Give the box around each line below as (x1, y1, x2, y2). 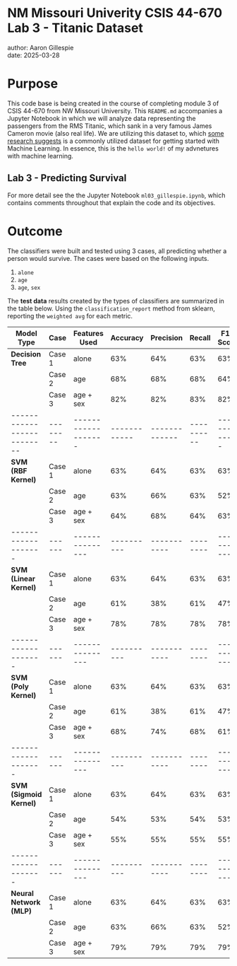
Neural (11, 888, 34, 898)
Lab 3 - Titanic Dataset (7, 20, 143, 36)
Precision (150, 332, 183, 342)
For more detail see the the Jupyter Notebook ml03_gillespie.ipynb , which (7, 191, 226, 199)
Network (11, 897, 41, 907)
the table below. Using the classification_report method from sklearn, (7, 304, 215, 313)
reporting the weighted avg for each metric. (7, 311, 133, 320)
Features (73, 328, 104, 338)
